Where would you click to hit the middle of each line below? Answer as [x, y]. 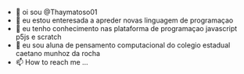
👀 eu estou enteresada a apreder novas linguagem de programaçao [124, 20]
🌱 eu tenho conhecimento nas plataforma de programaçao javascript [126, 28]
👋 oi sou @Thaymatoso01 [56, 12]
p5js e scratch [38, 37]
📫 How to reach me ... [52, 62]
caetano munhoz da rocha [57, 53]
